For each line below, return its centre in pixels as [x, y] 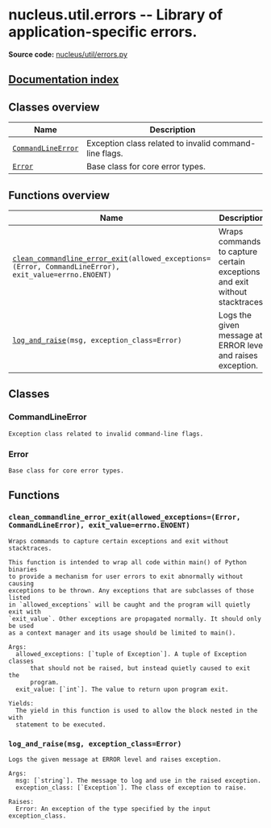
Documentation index [64, 79]
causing [21, 583]
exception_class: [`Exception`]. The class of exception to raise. [131, 788]
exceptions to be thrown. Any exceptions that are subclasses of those [131, 590]
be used [21, 626]
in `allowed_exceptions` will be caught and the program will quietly [129, 605]
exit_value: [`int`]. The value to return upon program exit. [122, 689]
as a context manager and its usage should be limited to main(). [122, 633]
